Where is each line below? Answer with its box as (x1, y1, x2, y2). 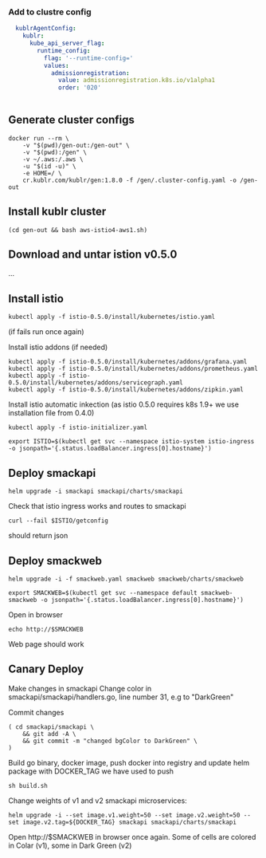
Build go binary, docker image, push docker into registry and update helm (8, 758, 249, 767)
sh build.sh (8, 781, 48, 789)
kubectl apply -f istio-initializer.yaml (8, 423, 148, 432)
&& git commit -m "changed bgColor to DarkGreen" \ (22, 737, 198, 745)
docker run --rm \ (8, 134, 69, 142)
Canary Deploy (8, 663, 84, 676)
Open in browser (8, 609, 64, 620)
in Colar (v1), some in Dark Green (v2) (8, 840, 132, 850)
